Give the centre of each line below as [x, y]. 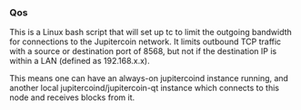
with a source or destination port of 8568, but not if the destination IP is [143, 51]
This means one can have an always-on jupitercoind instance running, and [149, 78]
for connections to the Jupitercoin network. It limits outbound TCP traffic [145, 41]
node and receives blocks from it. [72, 97]
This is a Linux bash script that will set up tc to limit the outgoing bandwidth [151, 32]
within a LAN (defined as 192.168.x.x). [80, 61]
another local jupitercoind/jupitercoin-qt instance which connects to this [145, 88]
